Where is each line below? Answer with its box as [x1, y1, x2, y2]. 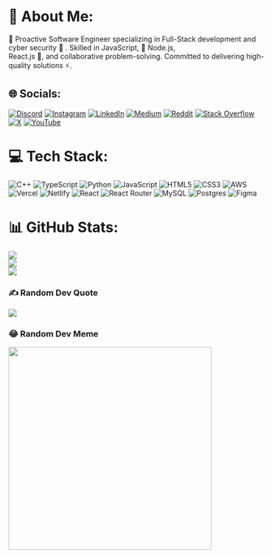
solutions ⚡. [32, 60, 72, 70]
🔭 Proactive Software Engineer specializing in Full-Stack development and [8, 34, 256, 44]
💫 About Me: [8, 7, 94, 26]
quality [8, 60, 32, 70]
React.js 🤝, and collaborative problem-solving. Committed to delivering [8, 51, 245, 61]
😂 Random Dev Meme [8, 328, 99, 339]
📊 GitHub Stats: [8, 218, 119, 236]
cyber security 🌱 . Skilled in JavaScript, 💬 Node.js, [8, 42, 176, 52]
